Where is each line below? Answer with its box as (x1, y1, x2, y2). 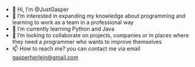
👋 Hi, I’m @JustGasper (12, 6, 69, 13)
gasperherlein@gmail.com (12, 54, 79, 61)
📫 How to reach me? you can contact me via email (12, 45, 141, 52)
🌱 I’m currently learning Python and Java (12, 25, 115, 32)
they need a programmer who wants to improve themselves (12, 38, 162, 45)
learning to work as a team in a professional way (12, 19, 134, 26)
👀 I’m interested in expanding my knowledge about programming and (12, 12, 186, 19)
